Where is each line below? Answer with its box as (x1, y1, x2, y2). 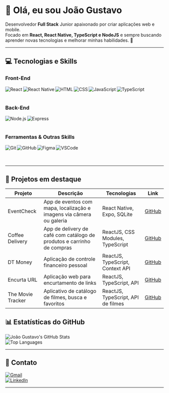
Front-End (5, 75, 31, 82)
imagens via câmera (43, 211, 92, 218)
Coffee (8, 231, 24, 239)
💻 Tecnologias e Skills (5, 57, 77, 66)
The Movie (8, 291, 33, 298)
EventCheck (8, 208, 37, 215)
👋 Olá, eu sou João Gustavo (5, 5, 122, 16)
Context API (102, 265, 131, 272)
